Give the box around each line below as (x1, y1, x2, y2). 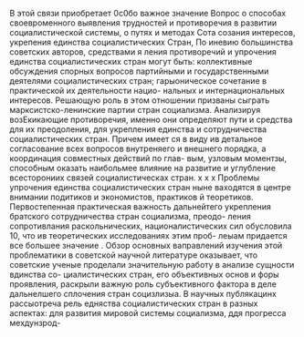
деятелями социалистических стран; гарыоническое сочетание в (9, 76, 267, 86)
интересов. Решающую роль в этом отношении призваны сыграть (9, 95, 270, 106)
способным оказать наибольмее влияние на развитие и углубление (9, 163, 277, 173)
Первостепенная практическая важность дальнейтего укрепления (9, 201, 271, 212)
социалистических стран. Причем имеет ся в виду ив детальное (9, 134, 263, 144)
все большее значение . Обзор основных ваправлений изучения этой (9, 240, 283, 250)
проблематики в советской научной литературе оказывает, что (9, 250, 258, 260)
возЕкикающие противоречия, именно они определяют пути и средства (9, 114, 293, 125)
